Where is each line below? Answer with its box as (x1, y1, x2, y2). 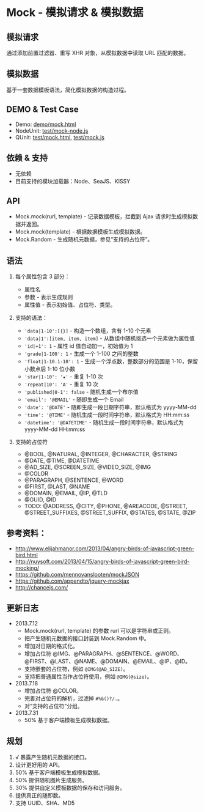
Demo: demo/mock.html (15, 120, 76, 128)
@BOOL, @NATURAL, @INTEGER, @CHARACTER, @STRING (24, 451, 178, 458)
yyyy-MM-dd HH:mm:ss (24, 426, 86, 433)
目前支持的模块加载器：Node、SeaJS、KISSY (15, 178, 131, 185)
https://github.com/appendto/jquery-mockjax (15, 577, 129, 585)
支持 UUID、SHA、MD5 (15, 799, 75, 806)
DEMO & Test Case (6, 105, 79, 115)
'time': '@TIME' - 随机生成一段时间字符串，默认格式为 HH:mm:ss (24, 411, 190, 419)
